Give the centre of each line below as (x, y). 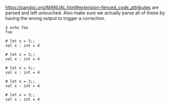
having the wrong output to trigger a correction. (55, 18)
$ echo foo (17, 28)
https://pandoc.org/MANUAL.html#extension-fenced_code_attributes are (82, 7)
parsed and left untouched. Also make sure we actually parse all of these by (85, 13)
